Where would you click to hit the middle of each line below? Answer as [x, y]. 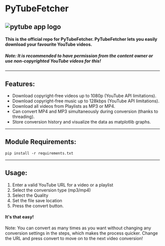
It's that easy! [20, 217]
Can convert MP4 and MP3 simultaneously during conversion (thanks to [85, 111]
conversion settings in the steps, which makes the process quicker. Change [82, 233]
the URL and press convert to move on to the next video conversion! [74, 238]
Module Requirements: [41, 142]
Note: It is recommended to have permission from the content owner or [79, 56]
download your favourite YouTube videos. [49, 44]
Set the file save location [37, 200]
